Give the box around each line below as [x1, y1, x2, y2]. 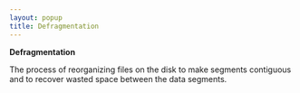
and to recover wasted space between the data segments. [9, 73, 227, 84]
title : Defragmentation [9, 22, 100, 31]
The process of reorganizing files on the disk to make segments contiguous [9, 64, 292, 75]
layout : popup [9, 13, 63, 23]
